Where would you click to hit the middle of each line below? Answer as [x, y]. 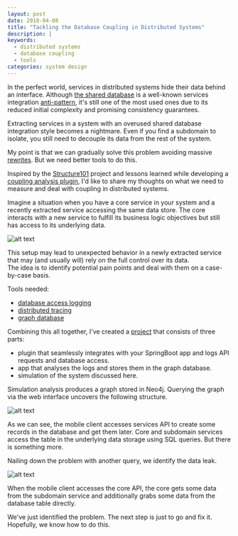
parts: [16, 339]
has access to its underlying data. [57, 225]
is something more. [36, 447]
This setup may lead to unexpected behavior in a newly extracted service [115, 252]
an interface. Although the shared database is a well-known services [108, 94]
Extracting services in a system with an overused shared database [104, 123]
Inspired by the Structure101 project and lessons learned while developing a [118, 173]
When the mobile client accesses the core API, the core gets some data [112, 488]
